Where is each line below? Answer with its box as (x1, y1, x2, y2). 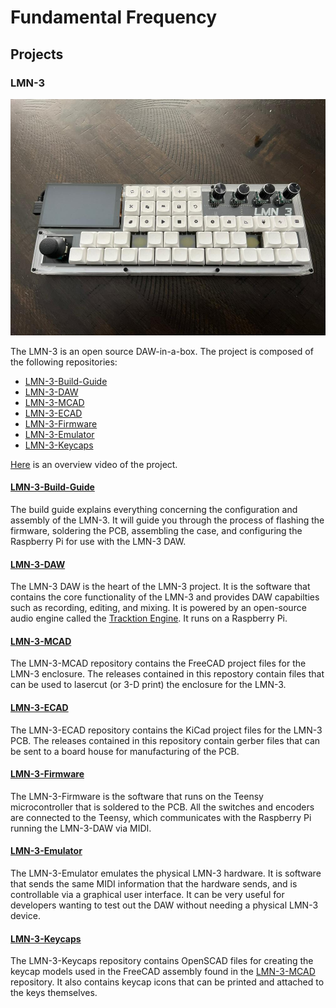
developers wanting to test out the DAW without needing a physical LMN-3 (10, 899, 319, 911)
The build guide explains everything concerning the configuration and (10, 504, 298, 516)
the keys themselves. (10, 987, 98, 999)
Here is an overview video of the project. (10, 458, 178, 470)
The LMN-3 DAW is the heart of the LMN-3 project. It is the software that (10, 581, 311, 593)
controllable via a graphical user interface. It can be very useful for (10, 889, 285, 901)
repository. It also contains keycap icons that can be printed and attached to (10, 976, 325, 988)
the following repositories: (10, 356, 118, 368)
